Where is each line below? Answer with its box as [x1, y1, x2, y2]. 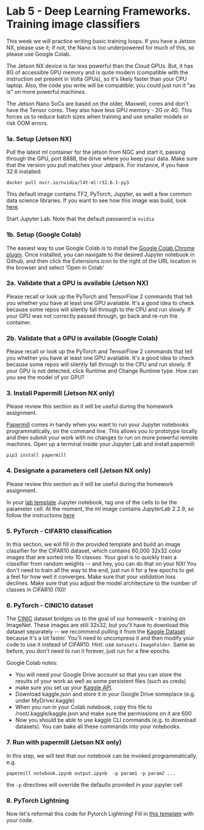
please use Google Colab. [6, 50, 71, 57]
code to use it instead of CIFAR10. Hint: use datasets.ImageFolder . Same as [6, 641, 195, 648]
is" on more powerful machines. [6, 88, 86, 95]
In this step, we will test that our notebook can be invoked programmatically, [6, 752, 198, 759]
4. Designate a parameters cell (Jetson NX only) [6, 467, 151, 475]
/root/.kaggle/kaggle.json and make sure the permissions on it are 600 [15, 710, 192, 717]
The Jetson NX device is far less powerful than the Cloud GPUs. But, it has [6, 62, 194, 70]
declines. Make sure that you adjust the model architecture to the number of [6, 579, 197, 587]
